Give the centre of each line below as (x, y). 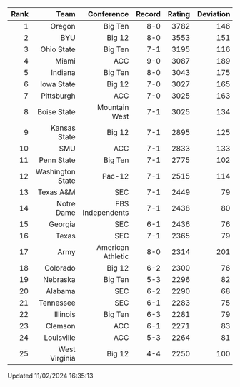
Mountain (113, 107)
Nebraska (59, 280)
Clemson (61, 326)
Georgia (62, 224)
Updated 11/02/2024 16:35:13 (50, 376)
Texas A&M (57, 192)
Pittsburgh (58, 96)
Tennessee (57, 303)
